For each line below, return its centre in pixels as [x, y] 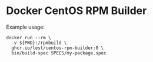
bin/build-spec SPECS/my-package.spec [59, 53]
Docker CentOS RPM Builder [76, 11]
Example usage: [26, 27]
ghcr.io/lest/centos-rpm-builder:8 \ [58, 48]
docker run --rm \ [29, 37]
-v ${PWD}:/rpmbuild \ [39, 43]
